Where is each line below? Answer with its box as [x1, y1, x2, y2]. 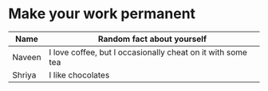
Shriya [12, 69, 37, 80]
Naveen [12, 51, 41, 63]
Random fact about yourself [98, 33, 207, 44]
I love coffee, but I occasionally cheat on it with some [49, 47, 247, 58]
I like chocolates [49, 69, 110, 80]
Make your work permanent [8, 5, 196, 23]
